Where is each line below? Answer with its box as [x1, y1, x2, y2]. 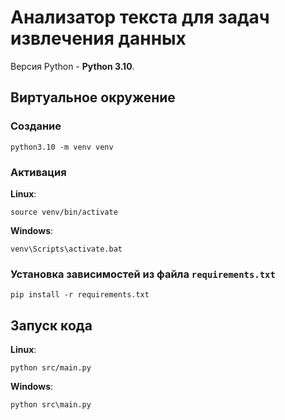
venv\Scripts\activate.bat [10, 244, 123, 254]
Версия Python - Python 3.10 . [10, 60, 135, 72]
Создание [10, 119, 62, 133]
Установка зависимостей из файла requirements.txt [10, 267, 276, 281]
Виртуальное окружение [10, 89, 176, 106]
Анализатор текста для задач [10, 6, 270, 29]
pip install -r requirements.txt [10, 290, 150, 300]
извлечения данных [10, 27, 187, 50]
